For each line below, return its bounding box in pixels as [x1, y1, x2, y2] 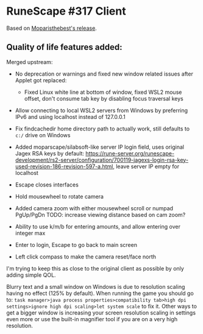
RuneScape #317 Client [6, 4, 126, 18]
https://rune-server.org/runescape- [85, 149, 175, 157]
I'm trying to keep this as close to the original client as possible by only [6, 265, 184, 272]
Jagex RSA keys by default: [15, 149, 84, 157]
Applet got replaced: [15, 76, 67, 83]
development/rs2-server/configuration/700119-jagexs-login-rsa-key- [15, 156, 189, 163]
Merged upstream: [6, 58, 53, 65]
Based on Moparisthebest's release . [6, 24, 98, 32]
